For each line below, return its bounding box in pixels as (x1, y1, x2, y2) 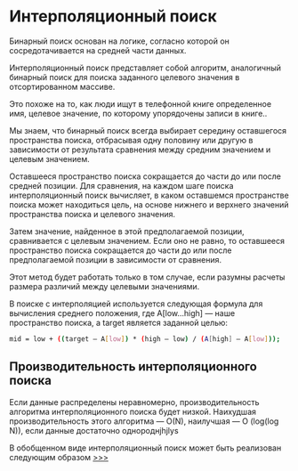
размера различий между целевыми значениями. (9, 280, 200, 291)
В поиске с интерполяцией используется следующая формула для (9, 298, 263, 309)
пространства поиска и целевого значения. (9, 208, 176, 219)
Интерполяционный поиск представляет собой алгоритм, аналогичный (9, 62, 282, 73)
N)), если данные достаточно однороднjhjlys (9, 425, 180, 435)
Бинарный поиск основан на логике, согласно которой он (9, 36, 230, 46)
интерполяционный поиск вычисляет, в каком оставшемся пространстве (9, 190, 289, 200)
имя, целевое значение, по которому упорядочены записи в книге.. (9, 108, 268, 118)
